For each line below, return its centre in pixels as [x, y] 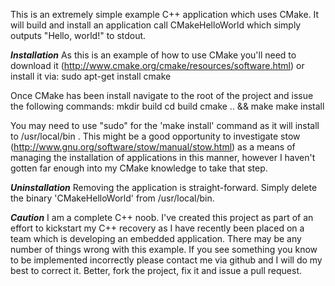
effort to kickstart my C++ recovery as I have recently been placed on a [157, 228]
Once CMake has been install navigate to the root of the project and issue [162, 95]
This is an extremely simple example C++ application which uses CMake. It [165, 14]
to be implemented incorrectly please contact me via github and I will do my [166, 260]
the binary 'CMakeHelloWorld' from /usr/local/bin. [112, 198]
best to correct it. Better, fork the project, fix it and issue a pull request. [156, 270]
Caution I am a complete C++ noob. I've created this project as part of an [162, 217]
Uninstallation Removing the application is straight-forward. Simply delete [164, 187]
